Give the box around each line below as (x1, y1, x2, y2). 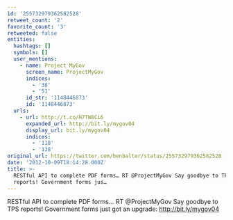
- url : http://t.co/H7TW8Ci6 (19, 113, 104, 120)
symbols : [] (13, 49, 49, 56)
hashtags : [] (13, 42, 51, 49)
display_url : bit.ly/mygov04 (25, 127, 110, 134)
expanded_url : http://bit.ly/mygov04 (25, 120, 135, 127)
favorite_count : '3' (7, 23, 67, 30)
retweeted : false (7, 29, 58, 37)
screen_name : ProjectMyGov (25, 68, 104, 75)
